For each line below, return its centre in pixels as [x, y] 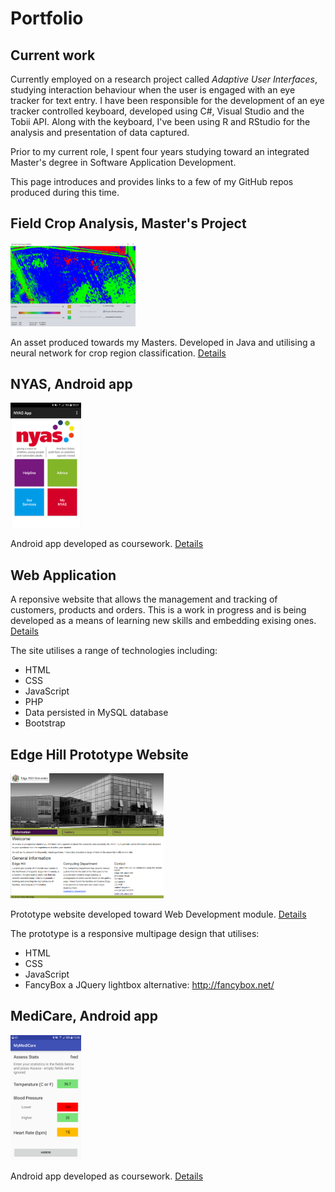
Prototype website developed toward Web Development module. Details [158, 914]
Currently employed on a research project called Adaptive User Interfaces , [164, 79]
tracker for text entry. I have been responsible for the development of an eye [167, 100]
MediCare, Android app [84, 1016]
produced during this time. [65, 192]
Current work [53, 55]
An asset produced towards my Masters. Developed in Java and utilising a [163, 342]
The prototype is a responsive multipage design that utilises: [135, 934]
